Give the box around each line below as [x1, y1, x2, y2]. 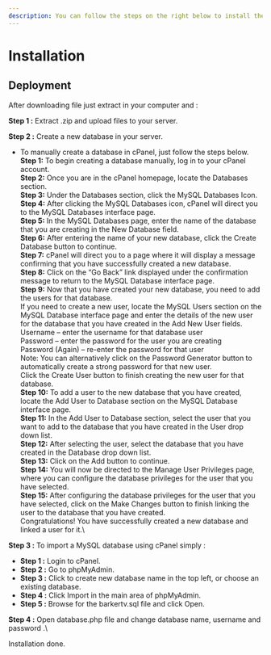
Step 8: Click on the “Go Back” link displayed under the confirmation [19, 267, 248, 277]
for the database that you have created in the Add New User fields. [19, 318, 243, 328]
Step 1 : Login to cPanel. [19, 556, 101, 565]
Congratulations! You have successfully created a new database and [19, 516, 248, 526]
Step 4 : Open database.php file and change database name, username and [8, 615, 261, 624]
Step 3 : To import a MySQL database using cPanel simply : [8, 540, 206, 550]
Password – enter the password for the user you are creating [19, 336, 222, 346]
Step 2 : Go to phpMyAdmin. [19, 565, 115, 574]
